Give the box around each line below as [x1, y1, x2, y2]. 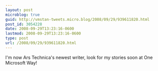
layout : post [5, 7, 33, 13]
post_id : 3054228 [5, 21, 42, 27]
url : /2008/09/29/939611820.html [5, 41, 77, 46]
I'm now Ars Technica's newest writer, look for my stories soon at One [5, 54, 153, 60]
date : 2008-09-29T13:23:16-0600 [5, 26, 74, 31]
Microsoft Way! [5, 59, 37, 66]
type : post [5, 36, 29, 41]
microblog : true [5, 12, 40, 17]
